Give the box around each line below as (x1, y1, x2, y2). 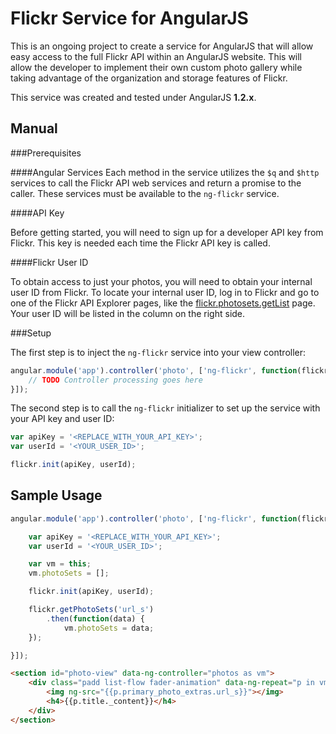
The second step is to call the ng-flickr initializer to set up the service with (10, 402, 321, 414)
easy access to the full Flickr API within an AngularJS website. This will (10, 50, 303, 62)
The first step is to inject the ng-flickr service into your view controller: (10, 346, 307, 358)
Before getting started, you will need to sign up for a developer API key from (10, 226, 324, 238)
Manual (10, 120, 58, 137)
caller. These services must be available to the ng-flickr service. (10, 187, 280, 199)
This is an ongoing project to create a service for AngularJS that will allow (10, 40, 314, 52)
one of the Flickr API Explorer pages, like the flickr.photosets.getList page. (10, 297, 316, 309)
